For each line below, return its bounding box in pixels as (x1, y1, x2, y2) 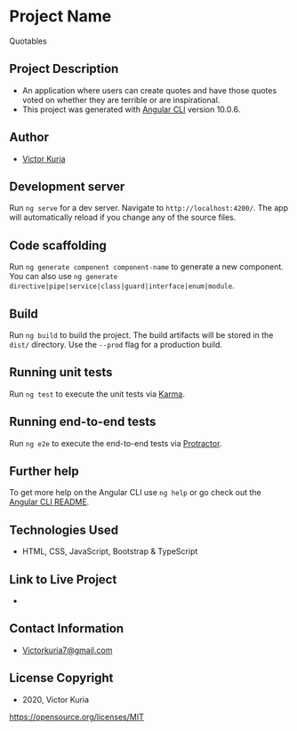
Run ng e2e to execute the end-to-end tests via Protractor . (9, 438, 222, 448)
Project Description (9, 61, 119, 76)
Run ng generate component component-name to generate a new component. (9, 261, 285, 272)
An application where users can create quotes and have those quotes (21, 84, 277, 95)
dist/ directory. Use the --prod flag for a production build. (9, 340, 222, 349)
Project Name (9, 6, 112, 27)
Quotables (9, 36, 47, 46)
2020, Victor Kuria (21, 694, 90, 704)
